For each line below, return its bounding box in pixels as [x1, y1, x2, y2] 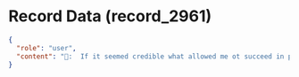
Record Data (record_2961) [8, 6, 212, 27]
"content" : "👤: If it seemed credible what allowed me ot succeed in [16, 51, 285, 61]
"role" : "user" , [16, 43, 77, 52]
